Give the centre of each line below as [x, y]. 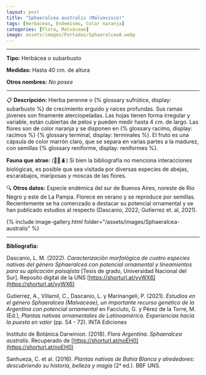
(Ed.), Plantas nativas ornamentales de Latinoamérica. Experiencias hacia [101, 316]
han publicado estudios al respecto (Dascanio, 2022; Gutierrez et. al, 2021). [102, 210]
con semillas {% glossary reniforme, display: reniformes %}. [82, 148]
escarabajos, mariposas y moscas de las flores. [67, 176]
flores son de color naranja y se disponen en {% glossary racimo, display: [99, 128]
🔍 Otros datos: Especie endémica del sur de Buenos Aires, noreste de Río [101, 188]
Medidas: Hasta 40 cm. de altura [48, 70]
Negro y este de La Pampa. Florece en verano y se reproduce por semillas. [101, 197]
